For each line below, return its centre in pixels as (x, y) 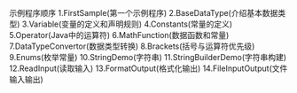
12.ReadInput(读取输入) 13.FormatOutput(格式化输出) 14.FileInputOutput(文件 (148, 68)
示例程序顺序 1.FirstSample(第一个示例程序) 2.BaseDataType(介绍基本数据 (144, 13)
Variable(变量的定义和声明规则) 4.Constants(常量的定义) (131, 24)
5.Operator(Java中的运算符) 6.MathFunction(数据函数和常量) (119, 35)
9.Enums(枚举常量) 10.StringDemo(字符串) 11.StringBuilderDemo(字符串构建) (148, 57)
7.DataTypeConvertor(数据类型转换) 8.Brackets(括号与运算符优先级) (132, 46)
